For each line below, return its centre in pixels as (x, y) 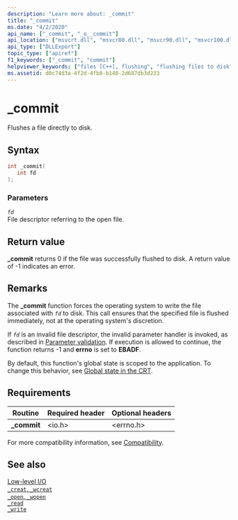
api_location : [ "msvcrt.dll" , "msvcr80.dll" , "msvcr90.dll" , (100, 40)
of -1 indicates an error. (41, 266)
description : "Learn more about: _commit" (71, 14)
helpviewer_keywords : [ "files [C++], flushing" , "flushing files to (110, 67)
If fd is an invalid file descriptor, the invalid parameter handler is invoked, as (118, 334)
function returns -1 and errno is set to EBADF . (74, 349)
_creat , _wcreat (30, 489)
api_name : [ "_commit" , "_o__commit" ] (63, 34)
